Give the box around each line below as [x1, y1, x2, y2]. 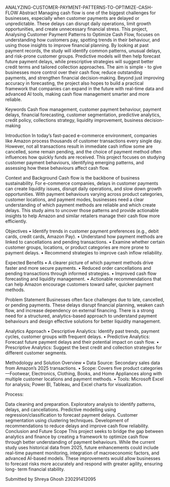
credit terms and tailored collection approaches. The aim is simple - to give [5, 64, 162, 70]
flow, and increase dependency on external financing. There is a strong [5, 307, 154, 313]
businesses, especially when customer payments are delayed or [5, 15, 140, 21]
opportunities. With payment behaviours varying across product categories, [5, 191, 164, 197]
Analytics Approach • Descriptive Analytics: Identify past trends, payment [5, 328, 160, 334]
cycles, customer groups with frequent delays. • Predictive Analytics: [5, 334, 150, 340]
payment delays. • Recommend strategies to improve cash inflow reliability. [5, 250, 163, 255]
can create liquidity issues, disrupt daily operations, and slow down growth [5, 186, 162, 192]
